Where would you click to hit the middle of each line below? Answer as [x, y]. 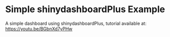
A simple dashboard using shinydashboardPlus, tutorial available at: [76, 23]
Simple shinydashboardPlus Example [85, 9]
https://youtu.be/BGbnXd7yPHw [39, 28]
